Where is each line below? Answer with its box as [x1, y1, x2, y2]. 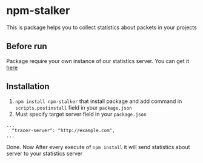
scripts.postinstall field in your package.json [15, 104, 132, 111]
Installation [6, 81, 50, 91]
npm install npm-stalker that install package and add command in [15, 98, 182, 105]
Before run [6, 41, 47, 52]
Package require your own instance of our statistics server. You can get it [6, 57, 190, 64]
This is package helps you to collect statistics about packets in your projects [6, 24, 197, 31]
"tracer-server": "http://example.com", [12, 127, 115, 133]
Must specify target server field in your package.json [15, 110, 147, 118]
